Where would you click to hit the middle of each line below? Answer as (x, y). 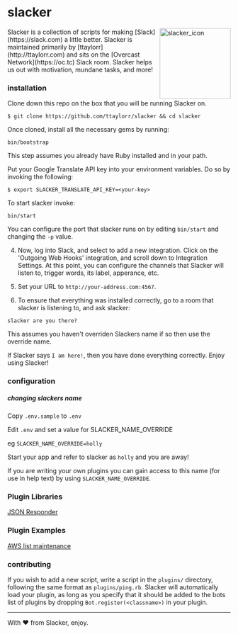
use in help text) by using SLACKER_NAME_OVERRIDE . (79, 478)
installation (27, 88)
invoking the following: (40, 177)
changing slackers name (45, 398)
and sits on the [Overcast (103, 55)
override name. (29, 341)
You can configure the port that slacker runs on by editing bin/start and (113, 229)
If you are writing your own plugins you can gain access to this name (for (114, 471)
